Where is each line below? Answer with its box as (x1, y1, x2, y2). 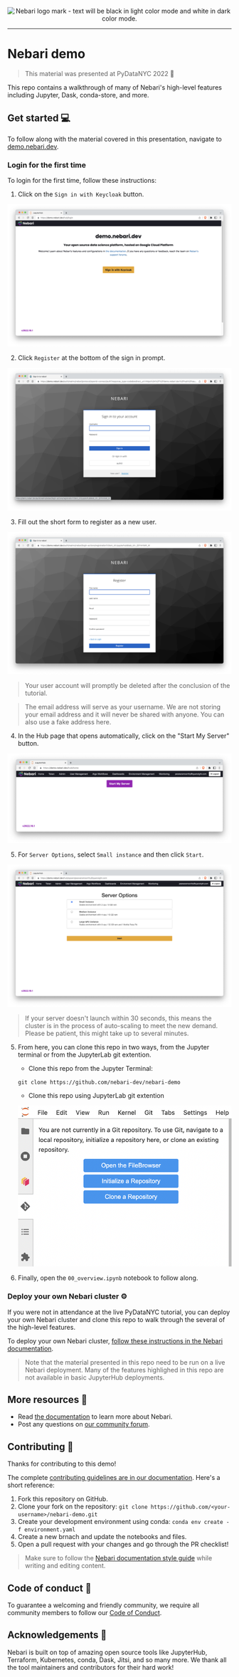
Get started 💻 (7, 112, 71, 125)
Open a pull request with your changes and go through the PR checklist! (17, 1540, 229, 1549)
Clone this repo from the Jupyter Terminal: (28, 1064, 153, 1073)
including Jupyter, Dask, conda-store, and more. (7, 90, 149, 99)
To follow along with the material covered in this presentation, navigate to (7, 134, 223, 143)
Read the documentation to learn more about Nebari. (17, 1412, 173, 1421)
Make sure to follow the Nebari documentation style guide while (24, 1554, 213, 1562)
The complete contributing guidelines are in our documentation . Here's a (7, 1474, 221, 1482)
